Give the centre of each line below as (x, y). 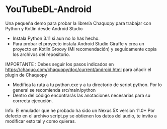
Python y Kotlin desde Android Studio (44, 28)
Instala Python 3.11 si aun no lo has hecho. (56, 38)
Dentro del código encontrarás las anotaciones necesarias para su (81, 95)
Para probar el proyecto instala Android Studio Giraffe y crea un (78, 43)
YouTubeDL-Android (49, 9)
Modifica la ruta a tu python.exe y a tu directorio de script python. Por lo (87, 85)
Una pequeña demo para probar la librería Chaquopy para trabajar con (78, 23)
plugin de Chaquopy (26, 75)
